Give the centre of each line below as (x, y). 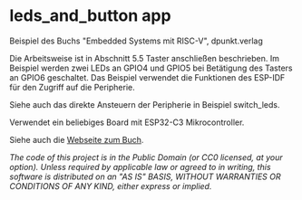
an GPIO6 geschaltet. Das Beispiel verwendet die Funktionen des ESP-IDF (147, 77)
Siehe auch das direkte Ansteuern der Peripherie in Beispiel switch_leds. (145, 104)
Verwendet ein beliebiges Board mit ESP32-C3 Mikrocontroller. (127, 122)
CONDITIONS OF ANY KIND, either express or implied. (111, 186)
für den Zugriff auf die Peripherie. (72, 87)
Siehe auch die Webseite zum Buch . (77, 139)
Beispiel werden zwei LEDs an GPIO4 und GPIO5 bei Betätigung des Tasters (151, 68)
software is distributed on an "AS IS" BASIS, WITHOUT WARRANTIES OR (145, 176)
